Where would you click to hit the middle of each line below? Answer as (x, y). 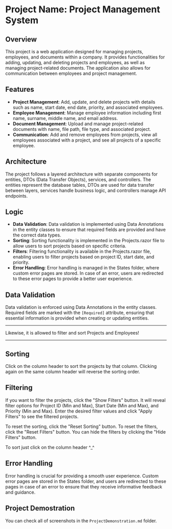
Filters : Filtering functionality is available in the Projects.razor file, (82, 251)
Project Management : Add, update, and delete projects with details (84, 102)
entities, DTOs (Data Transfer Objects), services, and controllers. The (78, 179)
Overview (21, 39)
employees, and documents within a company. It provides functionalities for (85, 57)
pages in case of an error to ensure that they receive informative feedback (84, 486)
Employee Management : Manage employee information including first (87, 113)
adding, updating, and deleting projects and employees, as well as (75, 62)
